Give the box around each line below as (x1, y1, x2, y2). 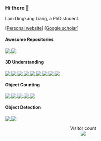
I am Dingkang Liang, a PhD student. (5, 16, 80, 22)
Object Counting (5, 81, 40, 88)
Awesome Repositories (5, 36, 54, 42)
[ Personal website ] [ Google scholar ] (5, 25, 79, 31)
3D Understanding (5, 59, 44, 65)
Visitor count (70, 125, 97, 131)
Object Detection (5, 105, 41, 110)
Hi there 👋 (5, 4, 30, 11)
